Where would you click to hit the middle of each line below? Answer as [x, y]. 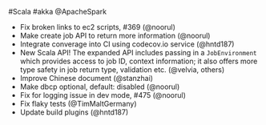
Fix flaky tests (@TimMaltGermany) [78, 104]
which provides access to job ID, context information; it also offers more [139, 61]
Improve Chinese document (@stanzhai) [87, 78]
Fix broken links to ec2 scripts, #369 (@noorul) [98, 27]
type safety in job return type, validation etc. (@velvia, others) [122, 70]
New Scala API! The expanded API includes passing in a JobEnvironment [138, 52]
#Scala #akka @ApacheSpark [57, 12]
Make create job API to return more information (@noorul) [115, 36]
